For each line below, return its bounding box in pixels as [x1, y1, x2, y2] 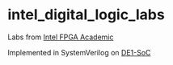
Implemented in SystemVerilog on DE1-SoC [7, 47, 151, 57]
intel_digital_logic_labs [7, 6, 165, 24]
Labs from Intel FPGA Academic [7, 32, 114, 42]
